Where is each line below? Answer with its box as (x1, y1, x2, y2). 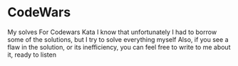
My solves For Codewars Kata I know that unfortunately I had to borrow (7, 28, 217, 36)
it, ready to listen (7, 50, 57, 59)
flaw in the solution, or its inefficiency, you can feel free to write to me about (7, 43, 231, 51)
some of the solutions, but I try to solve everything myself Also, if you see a (7, 35, 229, 43)
